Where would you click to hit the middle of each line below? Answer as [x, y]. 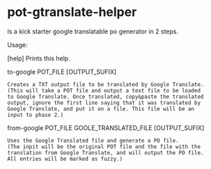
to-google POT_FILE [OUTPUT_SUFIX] [62, 72]
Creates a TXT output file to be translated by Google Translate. [105, 84]
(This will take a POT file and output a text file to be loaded [104, 90]
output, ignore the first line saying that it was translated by [104, 103]
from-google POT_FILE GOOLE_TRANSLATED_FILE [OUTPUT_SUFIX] [106, 128]
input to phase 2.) [36, 115]
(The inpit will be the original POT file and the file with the [104, 147]
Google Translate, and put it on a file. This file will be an [101, 108]
